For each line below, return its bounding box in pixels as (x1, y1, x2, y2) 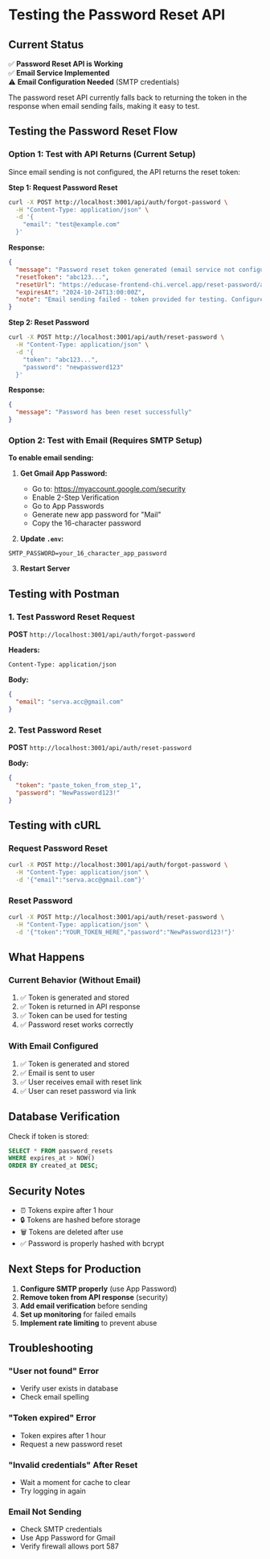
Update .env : (19, 534, 64, 544)
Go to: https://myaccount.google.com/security (31, 485, 186, 494)
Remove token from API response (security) (19, 1292, 169, 1301)
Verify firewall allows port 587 (19, 1541, 119, 1551)
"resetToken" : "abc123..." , (15, 273, 110, 281)
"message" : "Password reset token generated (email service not (15, 266, 235, 274)
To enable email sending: (8, 453, 94, 463)
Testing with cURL (8, 819, 102, 832)
